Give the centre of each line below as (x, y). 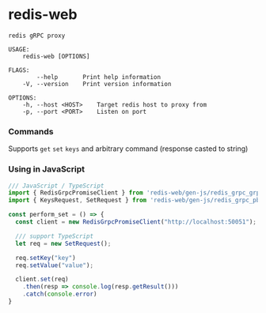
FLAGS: (19, 70)
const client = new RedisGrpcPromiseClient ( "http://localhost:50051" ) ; (136, 222)
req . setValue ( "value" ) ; (54, 265)
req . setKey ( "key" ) (46, 258)
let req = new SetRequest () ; (63, 243)
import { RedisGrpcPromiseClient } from (76, 193)
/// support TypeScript (54, 236)
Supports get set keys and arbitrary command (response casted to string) (128, 149)
